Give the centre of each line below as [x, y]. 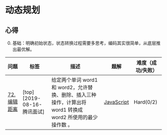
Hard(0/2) [146, 102]
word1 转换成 [67, 110]
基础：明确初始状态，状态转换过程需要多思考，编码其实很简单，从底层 [84, 43]
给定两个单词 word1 [75, 80]
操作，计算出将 [69, 102]
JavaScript [116, 102]
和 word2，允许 [70, 87]
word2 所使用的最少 [75, 117]
